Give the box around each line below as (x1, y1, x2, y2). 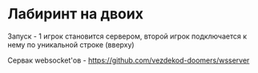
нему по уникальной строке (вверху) (7, 39, 135, 49)
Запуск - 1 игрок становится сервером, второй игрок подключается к (7, 31, 248, 41)
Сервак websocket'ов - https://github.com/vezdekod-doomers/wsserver (7, 55, 250, 65)
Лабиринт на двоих (7, 5, 143, 23)
